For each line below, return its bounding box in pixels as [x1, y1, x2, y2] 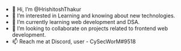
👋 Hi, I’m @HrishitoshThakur [11, 6, 82, 13]
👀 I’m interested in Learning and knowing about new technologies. [11, 12, 176, 19]
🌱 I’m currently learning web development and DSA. [11, 19, 140, 25]
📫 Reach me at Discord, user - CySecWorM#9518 [11, 38, 136, 45]
